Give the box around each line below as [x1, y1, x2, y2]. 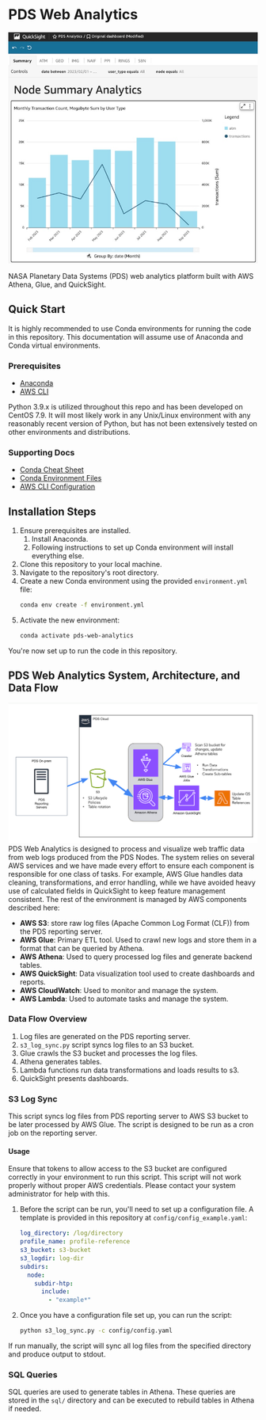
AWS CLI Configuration [19, 482, 96, 492]
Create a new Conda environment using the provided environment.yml [19, 576, 248, 585]
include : [40, 1288, 70, 1296]
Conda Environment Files [19, 474, 102, 483]
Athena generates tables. [19, 1056, 102, 1066]
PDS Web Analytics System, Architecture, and [8, 669, 241, 683]
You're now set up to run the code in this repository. [8, 645, 178, 655]
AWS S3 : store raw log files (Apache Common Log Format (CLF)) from [19, 918, 250, 927]
